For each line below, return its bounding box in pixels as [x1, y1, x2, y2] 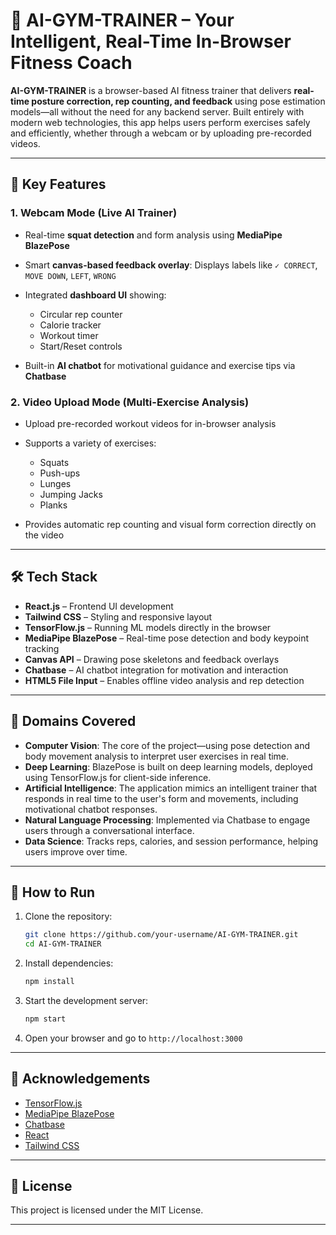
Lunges [39, 477, 72, 489]
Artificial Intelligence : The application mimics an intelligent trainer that [24, 782, 318, 794]
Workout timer [39, 329, 99, 341]
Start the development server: [24, 994, 149, 1006]
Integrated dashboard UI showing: [24, 289, 167, 301]
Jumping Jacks [39, 488, 103, 500]
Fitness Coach [10, 52, 133, 74]
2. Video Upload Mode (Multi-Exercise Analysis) [10, 395, 250, 409]
